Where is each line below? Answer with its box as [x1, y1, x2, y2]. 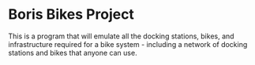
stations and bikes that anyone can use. [8, 48, 137, 57]
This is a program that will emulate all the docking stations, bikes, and [8, 31, 234, 41]
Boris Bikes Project [8, 5, 134, 23]
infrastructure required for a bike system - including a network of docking [8, 39, 248, 49]
